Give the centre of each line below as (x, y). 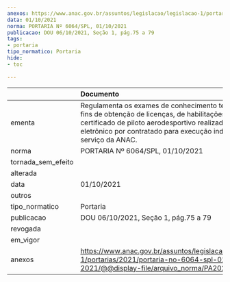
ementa (23, 123)
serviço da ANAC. (109, 140)
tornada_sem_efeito (42, 162)
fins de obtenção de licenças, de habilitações (153, 114)
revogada (26, 229)
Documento (100, 94)
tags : (15, 39)
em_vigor (25, 240)
